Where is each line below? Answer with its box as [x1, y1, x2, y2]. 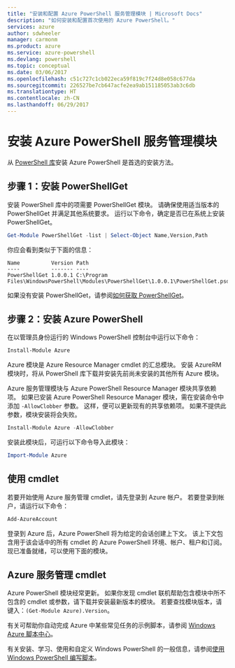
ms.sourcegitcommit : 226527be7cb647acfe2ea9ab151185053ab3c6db [7, 82, 196, 89]
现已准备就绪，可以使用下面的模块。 [7, 546, 112, 555]
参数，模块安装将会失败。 [7, 411, 81, 419]
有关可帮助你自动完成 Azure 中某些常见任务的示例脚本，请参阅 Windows [7, 621, 215, 630]
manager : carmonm [7, 36, 58, 43]
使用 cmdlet [7, 473, 59, 485]
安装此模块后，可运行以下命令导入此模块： [7, 438, 130, 446]
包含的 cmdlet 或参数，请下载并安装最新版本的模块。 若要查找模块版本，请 [7, 597, 222, 606]
